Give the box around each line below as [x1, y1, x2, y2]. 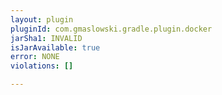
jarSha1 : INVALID [10, 33, 83, 43]
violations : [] [10, 61, 74, 71]
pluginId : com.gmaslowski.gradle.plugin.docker [10, 24, 213, 34]
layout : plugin [10, 14, 74, 25]
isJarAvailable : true [10, 42, 101, 53]
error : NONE [10, 52, 60, 62]
